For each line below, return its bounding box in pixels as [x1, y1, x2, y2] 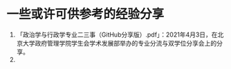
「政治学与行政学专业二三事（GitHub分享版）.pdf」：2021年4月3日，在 [16, 30, 219, 39]
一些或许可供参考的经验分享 [6, 6, 165, 22]
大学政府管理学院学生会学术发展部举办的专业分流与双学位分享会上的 [22, 39, 217, 47]
